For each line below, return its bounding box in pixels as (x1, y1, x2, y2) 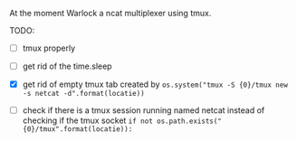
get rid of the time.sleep (22, 61, 112, 71)
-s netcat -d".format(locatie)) (22, 90, 145, 99)
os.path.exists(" (157, 117, 222, 126)
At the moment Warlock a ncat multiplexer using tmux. (9, 8, 212, 18)
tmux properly (22, 43, 76, 53)
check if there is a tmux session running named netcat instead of (22, 105, 265, 116)
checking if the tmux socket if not (22, 115, 154, 126)
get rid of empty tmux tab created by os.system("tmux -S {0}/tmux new (22, 79, 288, 90)
